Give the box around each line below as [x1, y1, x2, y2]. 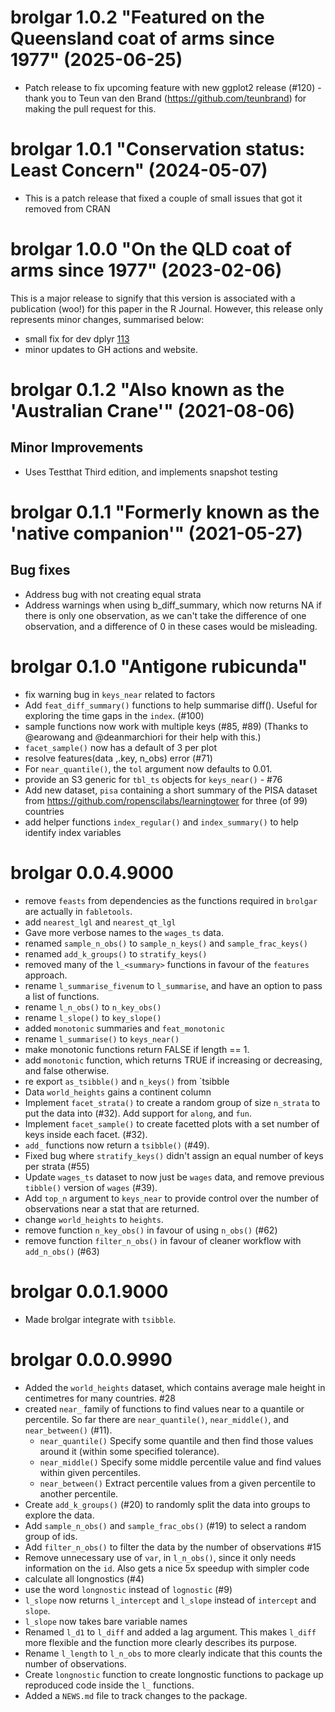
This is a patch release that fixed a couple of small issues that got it [24, 192, 303, 204]
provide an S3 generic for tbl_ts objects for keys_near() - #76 [24, 773, 283, 785]
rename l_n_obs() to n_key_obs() [24, 1001, 162, 1013]
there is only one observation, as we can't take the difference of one [24, 609, 307, 621]
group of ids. [24, 1530, 78, 1542]
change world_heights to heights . [24, 1213, 164, 1225]
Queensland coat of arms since [10, 27, 275, 50]
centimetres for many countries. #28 [24, 1392, 177, 1404]
